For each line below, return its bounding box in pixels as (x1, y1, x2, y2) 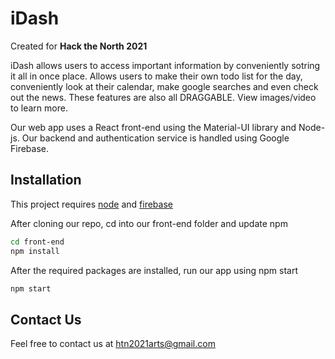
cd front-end (10, 237, 65, 247)
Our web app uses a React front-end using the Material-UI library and (10, 121, 297, 133)
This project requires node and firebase (10, 198, 173, 210)
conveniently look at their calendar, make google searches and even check (10, 80, 319, 92)
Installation (10, 172, 82, 189)
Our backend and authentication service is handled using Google (21, 132, 290, 144)
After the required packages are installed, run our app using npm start (10, 264, 298, 276)
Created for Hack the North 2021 (10, 40, 148, 52)
